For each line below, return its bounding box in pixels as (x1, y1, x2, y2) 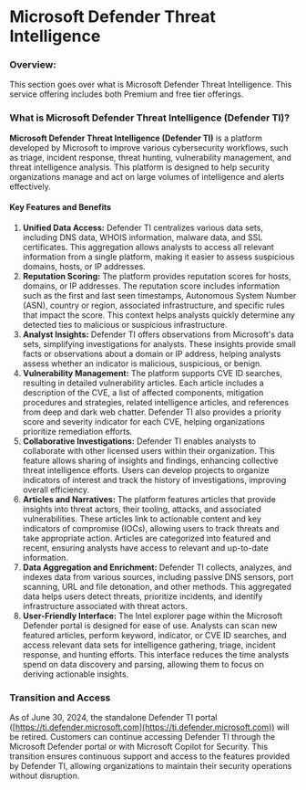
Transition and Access (9, 691, 111, 704)
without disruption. (9, 770, 80, 782)
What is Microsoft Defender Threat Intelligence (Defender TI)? (9, 111, 290, 124)
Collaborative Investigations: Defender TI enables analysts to (22, 436, 257, 447)
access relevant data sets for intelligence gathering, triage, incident (22, 639, 276, 650)
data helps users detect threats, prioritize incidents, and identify (22, 591, 263, 602)
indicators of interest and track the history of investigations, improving (22, 474, 287, 485)
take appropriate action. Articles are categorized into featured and (22, 532, 271, 543)
